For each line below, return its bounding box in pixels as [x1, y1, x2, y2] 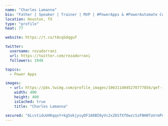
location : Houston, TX [5, 16, 52, 21]
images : [5, 80, 21, 85]
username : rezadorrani [9, 48, 57, 53]
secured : [5, 113, 23, 118]
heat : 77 [5, 26, 23, 31]
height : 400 [14, 94, 39, 99]
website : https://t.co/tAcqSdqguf [5, 35, 77, 40]
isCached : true [14, 99, 46, 104]
